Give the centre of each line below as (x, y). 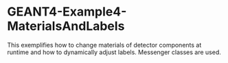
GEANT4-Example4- (67, 12)
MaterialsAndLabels (66, 26)
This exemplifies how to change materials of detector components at (104, 45)
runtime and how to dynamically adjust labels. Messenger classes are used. (114, 52)
